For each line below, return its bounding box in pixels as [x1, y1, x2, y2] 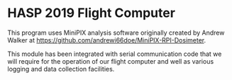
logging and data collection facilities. [7, 64, 115, 73]
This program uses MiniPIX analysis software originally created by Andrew [7, 28, 225, 37]
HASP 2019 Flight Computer [7, 5, 176, 21]
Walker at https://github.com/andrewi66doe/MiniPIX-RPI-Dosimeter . [7, 35, 206, 44]
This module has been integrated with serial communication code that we [7, 50, 222, 58]
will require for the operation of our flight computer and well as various [7, 57, 214, 65]
